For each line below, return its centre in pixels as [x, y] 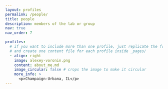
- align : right [25, 56]
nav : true [15, 28]
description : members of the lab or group [50, 24]
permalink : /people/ [27, 14]
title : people [20, 19]
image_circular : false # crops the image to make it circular [80, 70]
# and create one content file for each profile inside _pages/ [78, 51]
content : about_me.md [36, 65]
